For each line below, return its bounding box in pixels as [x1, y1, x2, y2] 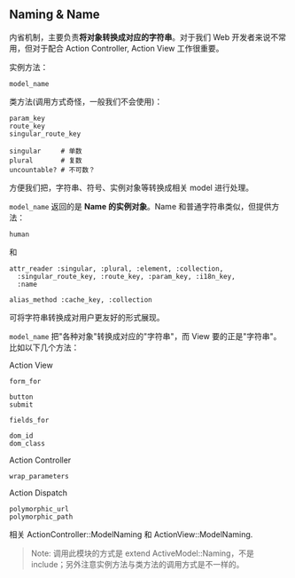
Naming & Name [9, 7, 100, 22]
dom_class [9, 439, 46, 447]
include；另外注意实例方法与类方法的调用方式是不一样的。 [30, 558, 245, 569]
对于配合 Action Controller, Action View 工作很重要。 [32, 43, 224, 53]
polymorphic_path [9, 512, 74, 521]
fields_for [9, 416, 50, 424]
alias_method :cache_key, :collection [9, 295, 152, 305]
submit [9, 400, 34, 409]
